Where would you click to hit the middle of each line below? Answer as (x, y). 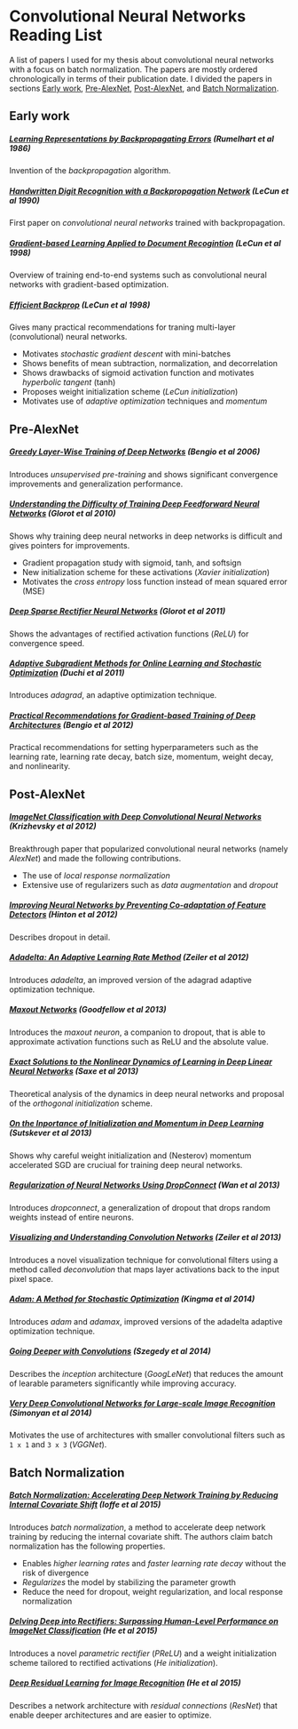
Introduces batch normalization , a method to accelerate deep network (137, 1527)
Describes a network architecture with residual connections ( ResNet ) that (143, 1705)
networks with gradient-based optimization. (89, 284)
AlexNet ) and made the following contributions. (95, 858)
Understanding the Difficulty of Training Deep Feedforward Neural (134, 504)
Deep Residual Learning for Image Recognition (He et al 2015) (125, 1683)
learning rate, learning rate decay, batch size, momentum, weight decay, (141, 756)
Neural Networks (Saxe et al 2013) (74, 1071)
